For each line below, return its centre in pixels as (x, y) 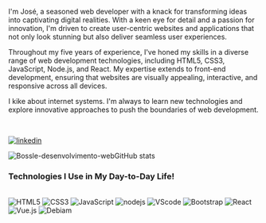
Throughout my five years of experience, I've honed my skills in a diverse (129, 52)
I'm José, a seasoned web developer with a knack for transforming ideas (128, 12)
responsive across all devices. (58, 86)
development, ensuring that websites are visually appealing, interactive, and (133, 77)
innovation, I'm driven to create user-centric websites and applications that (131, 28)
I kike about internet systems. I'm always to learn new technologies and (125, 101)
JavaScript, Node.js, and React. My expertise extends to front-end (117, 69)
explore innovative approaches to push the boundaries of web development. (133, 110)
